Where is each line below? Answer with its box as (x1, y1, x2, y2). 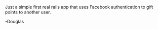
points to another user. (5, 9, 51, 15)
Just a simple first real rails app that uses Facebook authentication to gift (5, 4, 153, 10)
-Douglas (5, 19, 24, 24)
